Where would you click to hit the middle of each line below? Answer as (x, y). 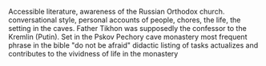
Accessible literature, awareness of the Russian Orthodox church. (117, 12)
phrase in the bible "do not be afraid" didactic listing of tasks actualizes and (133, 45)
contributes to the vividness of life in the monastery (93, 54)
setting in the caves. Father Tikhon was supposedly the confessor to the (127, 28)
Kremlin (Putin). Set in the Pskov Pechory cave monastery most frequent (128, 37)
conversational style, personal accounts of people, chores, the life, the (125, 20)
